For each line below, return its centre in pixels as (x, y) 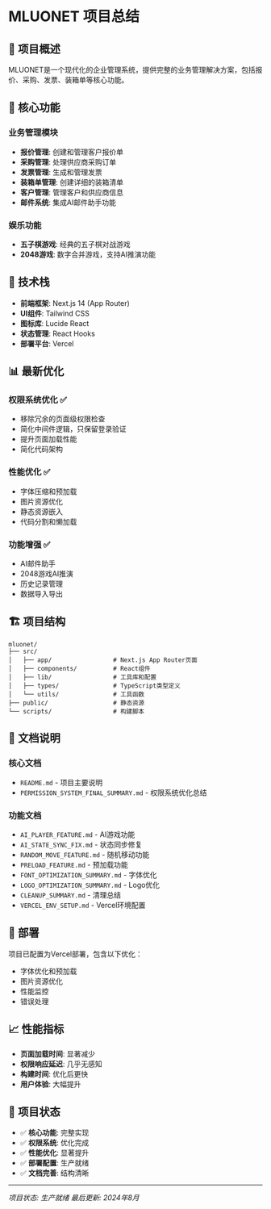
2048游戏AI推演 (47, 574)
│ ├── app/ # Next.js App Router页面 (103, 660)
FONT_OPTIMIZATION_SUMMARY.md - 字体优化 (88, 874)
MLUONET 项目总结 (74, 17)
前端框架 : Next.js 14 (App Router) (75, 303)
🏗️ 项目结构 (37, 622)
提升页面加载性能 (48, 439)
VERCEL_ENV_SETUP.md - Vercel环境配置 (83, 905)
